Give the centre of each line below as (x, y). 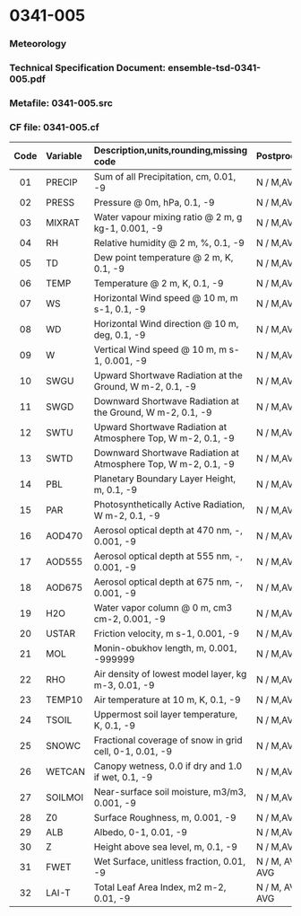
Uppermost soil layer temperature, (166, 715)
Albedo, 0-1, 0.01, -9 (141, 832)
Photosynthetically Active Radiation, (169, 505)
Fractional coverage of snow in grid (168, 740)
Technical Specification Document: (88, 68)
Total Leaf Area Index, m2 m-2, (160, 887)
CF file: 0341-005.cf (55, 127)
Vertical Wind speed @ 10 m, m (160, 349)
